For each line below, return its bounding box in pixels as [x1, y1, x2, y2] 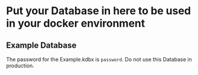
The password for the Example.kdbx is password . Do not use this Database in [6, 56, 192, 63]
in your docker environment [6, 17, 145, 30]
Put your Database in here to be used [6, 4, 191, 18]
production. [6, 62, 34, 69]
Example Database [6, 40, 77, 50]
